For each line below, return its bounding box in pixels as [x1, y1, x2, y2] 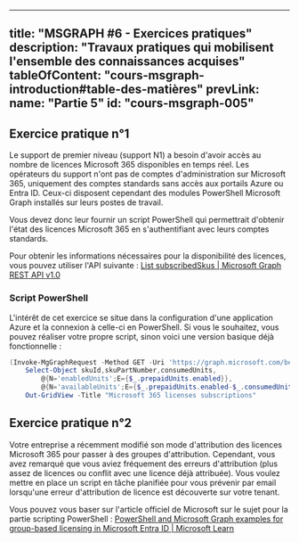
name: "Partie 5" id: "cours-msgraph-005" [9, 95, 255, 111]
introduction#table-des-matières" [9, 82, 204, 97]
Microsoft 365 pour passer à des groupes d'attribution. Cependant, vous [9, 448, 276, 459]
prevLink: [206, 82, 260, 97]
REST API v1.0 [9, 269, 61, 281]
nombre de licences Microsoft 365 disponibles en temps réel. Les [9, 160, 249, 170]
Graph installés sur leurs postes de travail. [9, 197, 164, 208]
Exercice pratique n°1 [9, 126, 130, 141]
